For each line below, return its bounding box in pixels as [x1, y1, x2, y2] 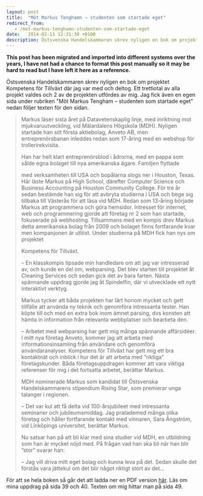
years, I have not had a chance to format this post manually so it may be [6, 60, 190, 67]
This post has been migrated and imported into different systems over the [6, 54, 196, 61]
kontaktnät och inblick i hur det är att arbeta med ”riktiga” [21, 354, 164, 360]
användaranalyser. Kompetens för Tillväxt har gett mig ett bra [21, 347, 174, 354]
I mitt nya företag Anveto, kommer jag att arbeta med [21, 334, 153, 341]
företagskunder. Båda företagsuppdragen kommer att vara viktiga [21, 360, 185, 367]
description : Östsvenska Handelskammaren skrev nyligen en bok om [6, 37, 177, 43]
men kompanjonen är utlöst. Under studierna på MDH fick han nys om [21, 230, 196, 236]
